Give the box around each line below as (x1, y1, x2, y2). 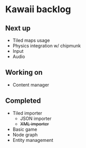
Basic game (12, 126, 37, 132)
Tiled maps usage (12, 37, 50, 43)
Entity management (12, 137, 54, 143)
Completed (5, 97, 41, 105)
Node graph (12, 131, 38, 138)
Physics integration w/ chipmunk (12, 43, 81, 49)
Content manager (12, 81, 50, 87)
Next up (5, 24, 31, 33)
